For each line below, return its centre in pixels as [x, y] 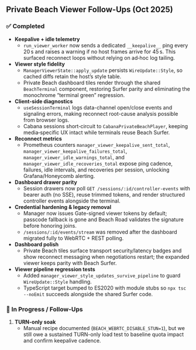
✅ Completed [25, 26]
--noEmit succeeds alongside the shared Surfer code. [88, 294]
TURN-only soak [35, 322]
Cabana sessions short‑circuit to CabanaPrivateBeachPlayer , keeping [106, 126]
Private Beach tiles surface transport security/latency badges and [102, 251]
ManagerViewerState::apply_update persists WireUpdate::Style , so [103, 70]
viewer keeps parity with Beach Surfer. [70, 263]
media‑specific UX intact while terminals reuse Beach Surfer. [97, 132]
